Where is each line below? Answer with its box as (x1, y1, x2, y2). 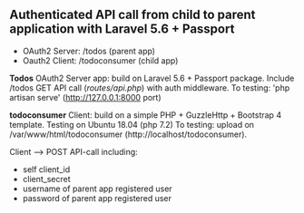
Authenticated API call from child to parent (9, 7, 256, 23)
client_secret (22, 173, 71, 184)
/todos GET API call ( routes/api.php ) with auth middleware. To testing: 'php (9, 82, 290, 93)
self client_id (22, 163, 71, 175)
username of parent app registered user (22, 183, 172, 194)
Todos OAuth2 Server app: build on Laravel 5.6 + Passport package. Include (9, 73, 295, 83)
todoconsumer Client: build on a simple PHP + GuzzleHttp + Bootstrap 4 (9, 109, 282, 121)
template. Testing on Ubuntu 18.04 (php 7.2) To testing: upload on (9, 119, 255, 130)
